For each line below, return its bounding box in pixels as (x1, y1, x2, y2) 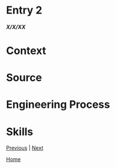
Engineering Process (6, 98, 110, 111)
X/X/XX (6, 23, 26, 30)
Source (6, 71, 42, 84)
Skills (6, 125, 34, 139)
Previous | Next (6, 144, 44, 151)
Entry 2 (6, 4, 42, 17)
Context (6, 44, 47, 57)
